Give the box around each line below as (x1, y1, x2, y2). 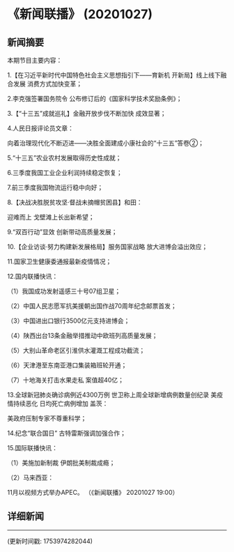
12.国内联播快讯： (7, 273, 58, 280)
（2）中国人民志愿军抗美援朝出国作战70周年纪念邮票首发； (7, 302, 178, 310)
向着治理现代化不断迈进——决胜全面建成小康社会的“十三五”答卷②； (7, 139, 204, 147)
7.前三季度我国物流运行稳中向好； (7, 183, 104, 192)
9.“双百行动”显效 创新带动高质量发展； (7, 228, 118, 236)
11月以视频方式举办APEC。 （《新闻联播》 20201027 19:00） (7, 489, 179, 496)
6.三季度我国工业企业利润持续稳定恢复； (7, 169, 123, 176)
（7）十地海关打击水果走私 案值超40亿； (7, 376, 124, 384)
